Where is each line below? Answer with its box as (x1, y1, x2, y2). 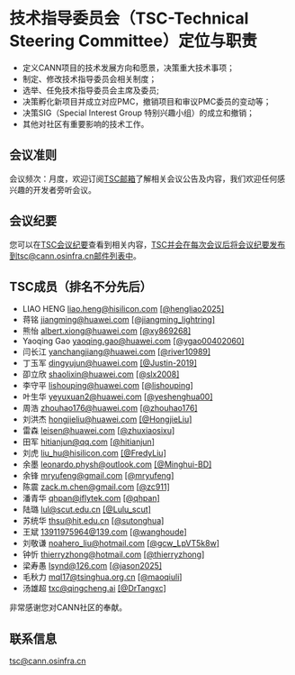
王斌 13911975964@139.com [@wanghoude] (22, 526, 187, 537)
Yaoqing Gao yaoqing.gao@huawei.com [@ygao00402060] (22, 335, 245, 347)
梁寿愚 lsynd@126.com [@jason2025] (22, 561, 163, 571)
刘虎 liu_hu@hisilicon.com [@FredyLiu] (22, 448, 166, 459)
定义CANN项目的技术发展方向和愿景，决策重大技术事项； (22, 62, 236, 73)
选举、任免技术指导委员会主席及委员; (22, 85, 160, 96)
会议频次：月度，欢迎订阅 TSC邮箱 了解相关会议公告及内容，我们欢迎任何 (9, 173, 278, 184)
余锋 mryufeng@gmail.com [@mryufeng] (22, 470, 174, 481)
